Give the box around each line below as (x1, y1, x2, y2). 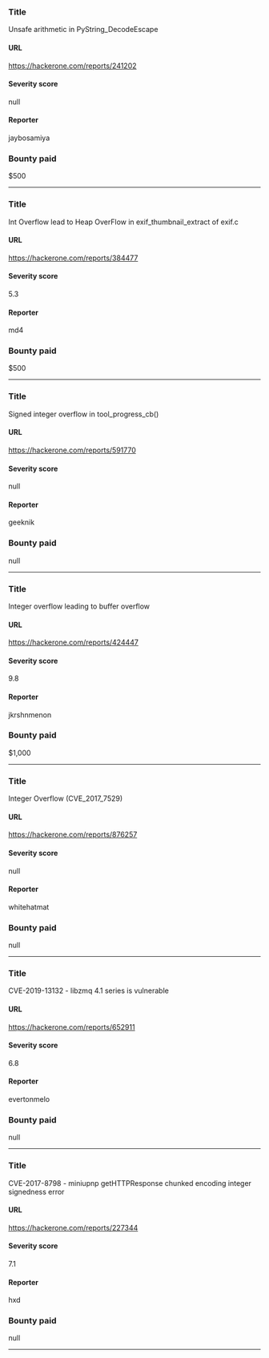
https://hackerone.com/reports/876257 (8, 830, 138, 839)
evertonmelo (8, 1094, 50, 1103)
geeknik (8, 517, 34, 527)
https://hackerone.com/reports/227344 (8, 1223, 139, 1232)
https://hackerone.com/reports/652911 (8, 1022, 135, 1031)
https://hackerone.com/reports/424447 (8, 637, 139, 647)
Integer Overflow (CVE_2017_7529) (8, 794, 123, 803)
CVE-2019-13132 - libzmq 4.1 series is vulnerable (8, 986, 170, 995)
